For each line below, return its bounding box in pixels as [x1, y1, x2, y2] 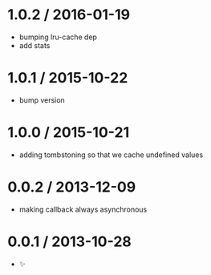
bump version [18, 95, 65, 105]
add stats [18, 40, 51, 50]
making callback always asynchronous [18, 204, 148, 214]
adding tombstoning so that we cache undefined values [18, 150, 204, 160]
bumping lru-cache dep [18, 32, 98, 42]
